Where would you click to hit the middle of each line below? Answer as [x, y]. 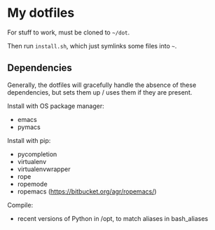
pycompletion [37, 154]
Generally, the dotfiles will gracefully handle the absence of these [102, 85]
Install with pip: [29, 140]
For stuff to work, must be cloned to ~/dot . [69, 32]
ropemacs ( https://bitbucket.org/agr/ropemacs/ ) [87, 191]
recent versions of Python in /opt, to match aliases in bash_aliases [113, 218]
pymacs [29, 127]
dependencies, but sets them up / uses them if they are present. [100, 92]
